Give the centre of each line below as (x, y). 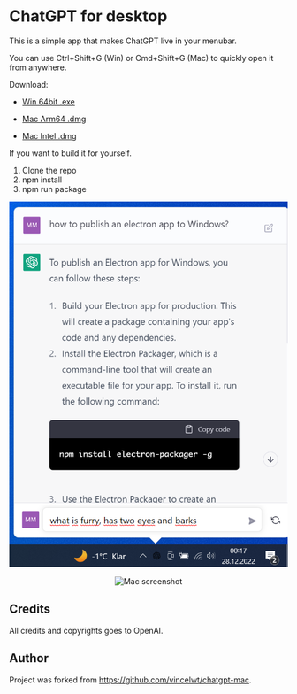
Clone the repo (49, 170)
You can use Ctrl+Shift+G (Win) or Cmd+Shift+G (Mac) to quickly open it (141, 58)
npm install (42, 180)
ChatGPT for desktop (88, 16)
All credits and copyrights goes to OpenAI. (86, 630)
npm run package (54, 189)
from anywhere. (38, 67)
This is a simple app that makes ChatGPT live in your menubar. (123, 41)
